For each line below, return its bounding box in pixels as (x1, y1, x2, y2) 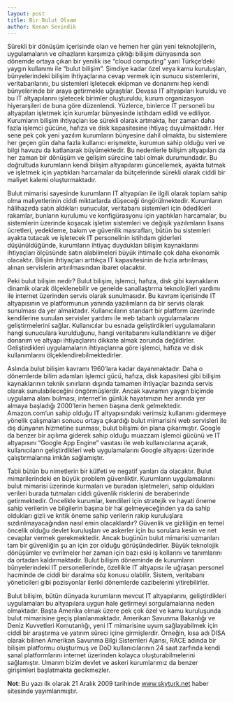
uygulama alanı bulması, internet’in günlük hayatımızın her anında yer (7, 394, 206, 403)
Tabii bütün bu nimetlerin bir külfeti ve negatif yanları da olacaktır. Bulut (7, 467, 212, 475)
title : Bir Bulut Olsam (7, 17, 77, 24)
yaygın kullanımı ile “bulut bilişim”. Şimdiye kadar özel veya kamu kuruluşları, (7, 64, 227, 73)
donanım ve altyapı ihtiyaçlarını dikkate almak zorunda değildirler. (7, 336, 196, 345)
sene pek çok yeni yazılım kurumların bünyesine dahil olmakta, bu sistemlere (7, 131, 228, 140)
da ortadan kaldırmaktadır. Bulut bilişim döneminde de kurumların (7, 556, 195, 565)
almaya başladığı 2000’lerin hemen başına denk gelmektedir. (7, 402, 182, 410)
